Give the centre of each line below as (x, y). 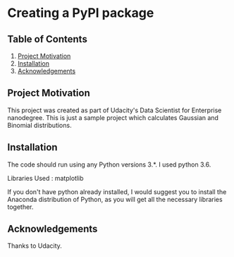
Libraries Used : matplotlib (45, 178)
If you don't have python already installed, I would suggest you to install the (117, 191)
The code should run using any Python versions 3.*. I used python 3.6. (109, 165)
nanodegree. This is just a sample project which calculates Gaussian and (113, 117)
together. (20, 207)
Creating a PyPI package (81, 13)
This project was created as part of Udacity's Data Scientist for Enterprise (115, 110)
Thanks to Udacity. (35, 246)
